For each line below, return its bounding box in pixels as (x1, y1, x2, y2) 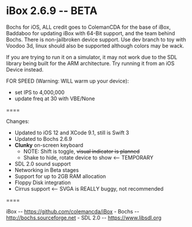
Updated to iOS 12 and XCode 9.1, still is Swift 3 (14, 129, 129, 136)
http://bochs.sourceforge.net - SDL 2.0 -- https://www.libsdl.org (6, 214, 161, 221)
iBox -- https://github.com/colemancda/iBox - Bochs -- (6, 208, 140, 215)
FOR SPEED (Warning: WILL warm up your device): (6, 77, 129, 84)
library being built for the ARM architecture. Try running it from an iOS (6, 60, 175, 67)
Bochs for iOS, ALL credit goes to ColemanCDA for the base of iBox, (6, 23, 171, 31)
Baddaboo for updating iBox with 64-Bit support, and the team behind (6, 29, 175, 36)
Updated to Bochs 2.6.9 (14, 135, 72, 142)
